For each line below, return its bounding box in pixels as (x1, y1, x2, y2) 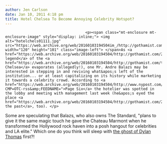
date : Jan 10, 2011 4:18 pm (5, 12, 64, 17)
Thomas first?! (5, 134, 35, 140)
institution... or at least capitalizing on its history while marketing (5, 73, 162, 78)
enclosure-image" (5, 34, 41, 40)
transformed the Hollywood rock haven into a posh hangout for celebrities (5, 123, 157, 129)
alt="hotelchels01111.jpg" (5, 39, 61, 44)
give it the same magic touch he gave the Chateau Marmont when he (5, 118, 147, 124)
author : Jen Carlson (5, 7, 48, 12)
